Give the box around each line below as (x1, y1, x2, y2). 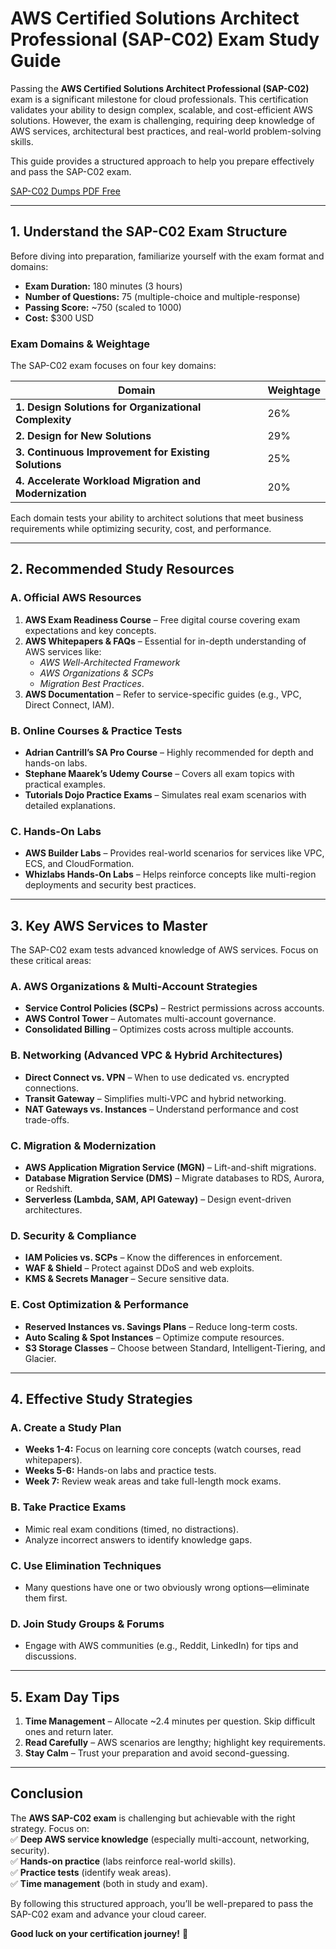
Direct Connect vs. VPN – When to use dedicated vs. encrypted (24, 1071, 290, 1083)
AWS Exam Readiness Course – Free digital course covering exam (24, 613, 301, 626)
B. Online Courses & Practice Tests (10, 723, 183, 737)
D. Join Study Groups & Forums (10, 1617, 165, 1631)
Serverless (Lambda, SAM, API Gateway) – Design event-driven (24, 1193, 292, 1206)
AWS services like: (24, 645, 102, 657)
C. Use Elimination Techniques (10, 1558, 162, 1572)
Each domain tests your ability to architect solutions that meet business (10, 512, 304, 524)
